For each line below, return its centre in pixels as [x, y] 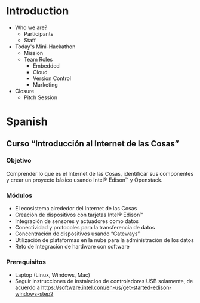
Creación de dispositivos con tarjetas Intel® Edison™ [79, 215]
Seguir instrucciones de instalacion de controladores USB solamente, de [104, 281]
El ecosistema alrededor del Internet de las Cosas [76, 209]
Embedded [46, 65]
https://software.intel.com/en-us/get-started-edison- [106, 287]
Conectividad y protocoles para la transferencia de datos [85, 228]
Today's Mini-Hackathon [45, 47]
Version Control [52, 78]
